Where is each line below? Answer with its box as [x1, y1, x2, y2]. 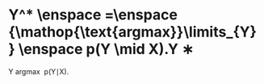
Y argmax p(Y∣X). [8, 66, 69, 76]
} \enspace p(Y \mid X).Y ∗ [8, 40, 194, 58]
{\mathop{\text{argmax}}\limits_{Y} [8, 23, 257, 41]
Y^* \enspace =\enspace [8, 6, 178, 24]
